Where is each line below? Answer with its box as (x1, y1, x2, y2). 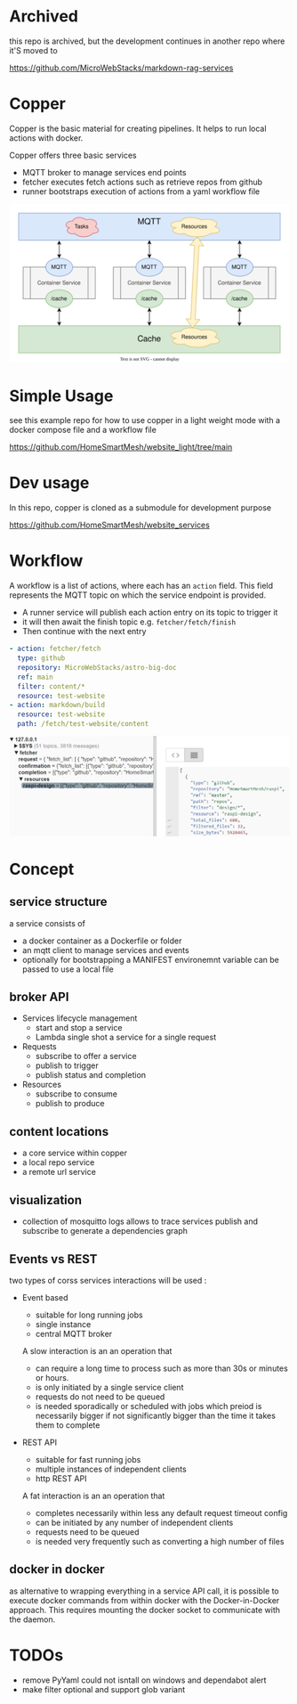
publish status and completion (35, 1070, 147, 1080)
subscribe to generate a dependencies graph (21, 1226, 189, 1236)
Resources (21, 1080, 62, 1090)
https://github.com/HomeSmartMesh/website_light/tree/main (9, 442, 233, 452)
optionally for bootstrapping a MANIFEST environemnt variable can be (21, 954, 280, 965)
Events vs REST (9, 1252, 98, 1267)
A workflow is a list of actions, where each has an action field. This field (9, 581, 274, 591)
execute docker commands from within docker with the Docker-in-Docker (9, 1594, 280, 1605)
